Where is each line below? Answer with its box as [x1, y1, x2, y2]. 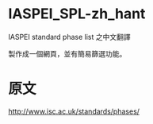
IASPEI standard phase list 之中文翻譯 [8, 32, 131, 41]
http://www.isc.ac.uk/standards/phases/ [8, 107, 140, 116]
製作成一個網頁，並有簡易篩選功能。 [8, 48, 127, 58]
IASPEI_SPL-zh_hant [8, 5, 146, 23]
